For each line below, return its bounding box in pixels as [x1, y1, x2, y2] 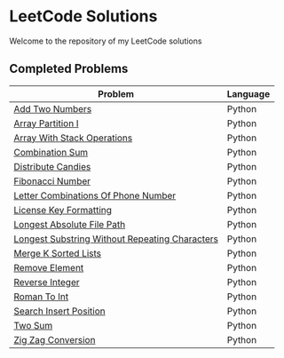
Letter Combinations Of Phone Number [13, 189, 177, 202]
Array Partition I [13, 117, 79, 130]
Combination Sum [13, 146, 89, 158]
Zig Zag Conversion [13, 333, 96, 346]
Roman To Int [13, 290, 69, 303]
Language [226, 87, 271, 99]
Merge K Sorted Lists [13, 247, 102, 259]
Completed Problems [9, 61, 129, 76]
